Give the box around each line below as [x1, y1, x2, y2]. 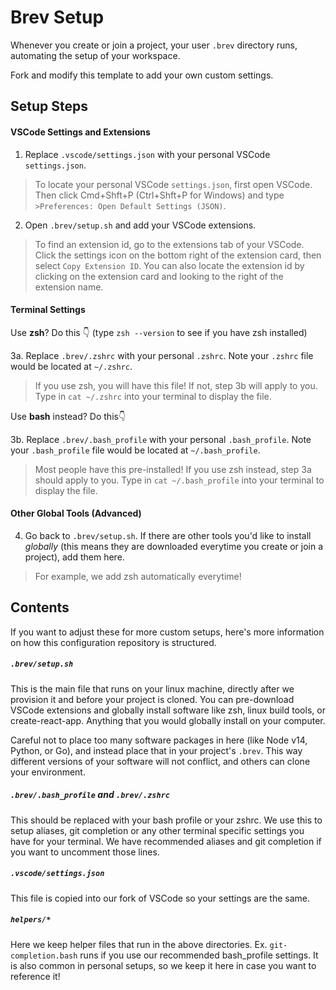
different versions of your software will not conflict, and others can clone [10, 755, 311, 767]
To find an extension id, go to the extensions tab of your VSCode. [34, 238, 305, 250]
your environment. [10, 766, 86, 778]
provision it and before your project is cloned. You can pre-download [10, 693, 295, 705]
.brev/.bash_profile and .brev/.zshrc [10, 789, 170, 801]
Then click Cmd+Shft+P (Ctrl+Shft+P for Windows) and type [34, 189, 285, 201]
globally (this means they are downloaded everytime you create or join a [24, 540, 324, 552]
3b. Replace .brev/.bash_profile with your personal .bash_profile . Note [10, 433, 312, 445]
